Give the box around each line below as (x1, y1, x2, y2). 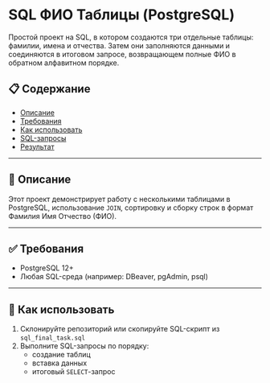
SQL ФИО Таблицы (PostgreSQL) (8, 6, 235, 24)
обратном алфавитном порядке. (8, 58, 120, 68)
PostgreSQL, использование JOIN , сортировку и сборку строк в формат (8, 203, 254, 212)
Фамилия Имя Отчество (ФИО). (8, 211, 117, 220)
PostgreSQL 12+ (19, 263, 74, 273)
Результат (19, 142, 55, 151)
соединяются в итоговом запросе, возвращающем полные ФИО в (8, 49, 236, 59)
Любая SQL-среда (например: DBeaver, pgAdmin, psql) (19, 272, 209, 282)
